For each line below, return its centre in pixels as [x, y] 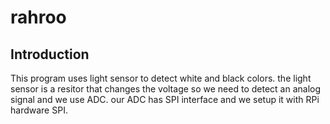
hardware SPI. [39, 110]
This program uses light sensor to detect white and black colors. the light [161, 78]
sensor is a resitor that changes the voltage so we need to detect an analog [166, 89]
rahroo [38, 17]
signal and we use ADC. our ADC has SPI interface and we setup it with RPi [165, 99]
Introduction [50, 54]
